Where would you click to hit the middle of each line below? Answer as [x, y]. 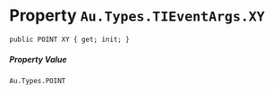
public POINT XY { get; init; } [69, 39]
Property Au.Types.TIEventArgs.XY [137, 16]
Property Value [38, 59]
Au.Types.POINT [38, 81]
